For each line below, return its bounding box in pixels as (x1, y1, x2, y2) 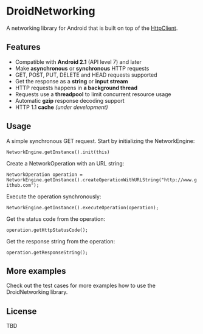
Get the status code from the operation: (6, 215, 105, 223)
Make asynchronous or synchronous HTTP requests (15, 64, 150, 72)
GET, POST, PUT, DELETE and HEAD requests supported (15, 71, 157, 78)
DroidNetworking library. (6, 288, 68, 296)
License (6, 306, 37, 316)
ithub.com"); (6, 182, 40, 188)
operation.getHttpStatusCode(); (6, 227, 88, 233)
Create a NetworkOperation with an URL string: (6, 159, 125, 167)
